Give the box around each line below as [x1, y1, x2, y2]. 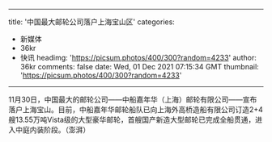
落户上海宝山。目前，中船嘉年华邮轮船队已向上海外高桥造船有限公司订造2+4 [8, 105, 263, 114]
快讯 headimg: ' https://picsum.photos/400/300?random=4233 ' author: [19, 53, 257, 62]
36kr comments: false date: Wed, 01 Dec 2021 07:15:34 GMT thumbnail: [19, 62, 259, 71]
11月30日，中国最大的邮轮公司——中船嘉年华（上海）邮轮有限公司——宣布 [8, 94, 257, 104]
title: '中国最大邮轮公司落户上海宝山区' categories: [8, 17, 176, 27]
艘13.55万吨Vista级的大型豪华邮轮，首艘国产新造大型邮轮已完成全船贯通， [8, 115, 256, 124]
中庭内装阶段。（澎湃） [15, 125, 91, 134]
